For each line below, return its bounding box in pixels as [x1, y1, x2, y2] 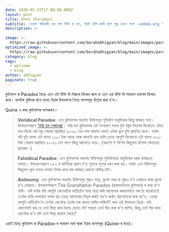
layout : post [5, 12, 33, 17]
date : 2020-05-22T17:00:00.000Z [5, 7, 73, 13]
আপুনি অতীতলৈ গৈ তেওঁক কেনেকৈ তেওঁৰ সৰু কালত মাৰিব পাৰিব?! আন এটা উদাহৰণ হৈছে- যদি [17, 199, 152, 205]
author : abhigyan [5, 73, 42, 78]
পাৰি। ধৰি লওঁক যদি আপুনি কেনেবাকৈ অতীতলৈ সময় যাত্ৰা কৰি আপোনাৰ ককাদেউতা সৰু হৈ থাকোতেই [17, 188, 159, 194]
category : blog [5, 54, 37, 59]
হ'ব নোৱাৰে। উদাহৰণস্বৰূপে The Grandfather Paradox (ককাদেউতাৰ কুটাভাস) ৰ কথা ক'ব [17, 182, 160, 188]
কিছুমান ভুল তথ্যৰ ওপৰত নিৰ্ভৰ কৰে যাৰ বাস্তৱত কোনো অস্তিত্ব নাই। [17, 166, 113, 172]
